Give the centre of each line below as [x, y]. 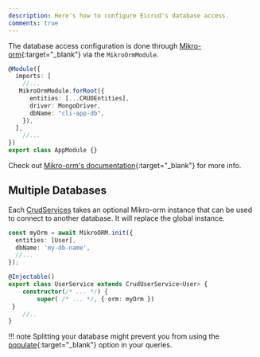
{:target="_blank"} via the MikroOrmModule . [90, 54]
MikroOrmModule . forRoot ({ [62, 91]
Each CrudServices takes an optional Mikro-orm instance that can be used [130, 210]
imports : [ [33, 76]
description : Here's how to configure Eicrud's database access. [118, 16]
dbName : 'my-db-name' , [53, 248]
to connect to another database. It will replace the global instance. [116, 218]
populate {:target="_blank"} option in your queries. [90, 345]
